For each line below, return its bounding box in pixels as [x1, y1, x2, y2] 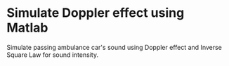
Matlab [6, 20, 48, 36]
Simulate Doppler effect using [6, 5, 185, 21]
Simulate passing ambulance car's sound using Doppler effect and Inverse [6, 43, 223, 51]
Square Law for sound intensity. [6, 51, 99, 59]
